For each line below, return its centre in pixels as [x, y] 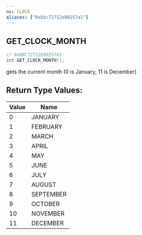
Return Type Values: [44, 90]
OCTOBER [46, 204]
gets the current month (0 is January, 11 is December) [72, 72]
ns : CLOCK [18, 12]
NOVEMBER [48, 213]
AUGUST [44, 185]
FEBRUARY [47, 126]
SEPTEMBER [49, 194]
